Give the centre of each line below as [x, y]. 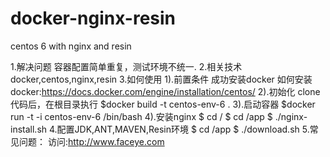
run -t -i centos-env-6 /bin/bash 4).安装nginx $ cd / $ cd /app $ [141, 116]
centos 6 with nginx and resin [71, 46]
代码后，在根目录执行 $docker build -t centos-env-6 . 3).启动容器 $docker [163, 104]
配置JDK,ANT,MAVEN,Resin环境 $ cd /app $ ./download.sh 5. [183, 129]
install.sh [29, 129]
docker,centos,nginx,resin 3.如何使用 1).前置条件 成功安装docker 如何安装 [161, 79]
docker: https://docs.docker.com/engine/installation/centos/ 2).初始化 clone [165, 91]
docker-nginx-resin [93, 18]
